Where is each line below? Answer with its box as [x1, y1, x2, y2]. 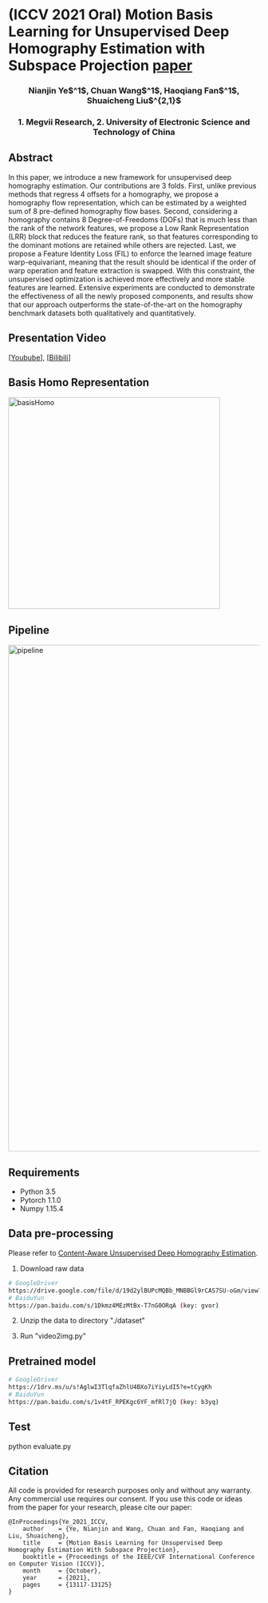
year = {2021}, [22, 1574, 91, 1582]
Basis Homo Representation [8, 376, 150, 389]
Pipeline [8, 623, 50, 637]
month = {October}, [22, 1567, 102, 1575]
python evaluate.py [8, 1441, 72, 1451]
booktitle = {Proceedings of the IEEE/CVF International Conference [22, 1553, 255, 1561]
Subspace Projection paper [8, 57, 193, 75]
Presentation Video [8, 332, 106, 345]
